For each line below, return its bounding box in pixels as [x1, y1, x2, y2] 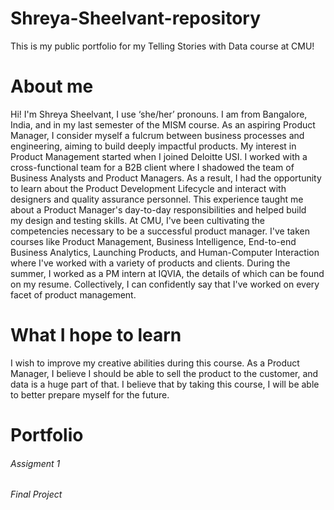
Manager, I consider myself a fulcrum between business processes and [10, 129, 305, 141]
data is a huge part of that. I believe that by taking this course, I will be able [10, 378, 320, 390]
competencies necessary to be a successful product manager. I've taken [10, 225, 311, 237]
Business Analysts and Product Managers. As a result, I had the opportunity [10, 172, 322, 184]
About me [10, 75, 94, 98]
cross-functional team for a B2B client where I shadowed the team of [10, 161, 295, 173]
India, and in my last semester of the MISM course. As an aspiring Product [10, 118, 316, 131]
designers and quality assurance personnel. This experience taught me [10, 193, 304, 205]
